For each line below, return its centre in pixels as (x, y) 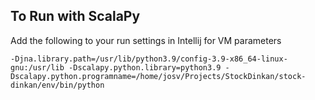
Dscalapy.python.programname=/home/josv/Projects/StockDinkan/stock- (158, 76)
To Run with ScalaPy (75, 16)
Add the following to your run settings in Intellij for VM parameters (146, 40)
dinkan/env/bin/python (57, 85)
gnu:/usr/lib (37, 67)
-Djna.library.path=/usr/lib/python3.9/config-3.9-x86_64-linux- (149, 59)
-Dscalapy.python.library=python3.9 (145, 67)
